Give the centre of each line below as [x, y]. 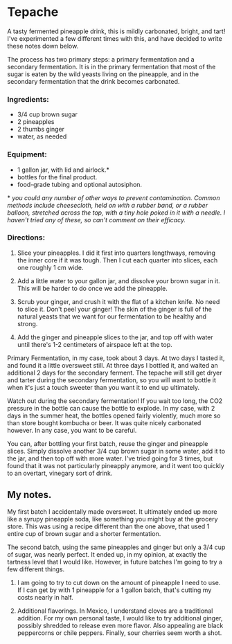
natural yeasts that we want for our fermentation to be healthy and [111, 316]
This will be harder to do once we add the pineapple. [92, 288]
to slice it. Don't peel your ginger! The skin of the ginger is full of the [115, 309]
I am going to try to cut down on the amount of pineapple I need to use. [119, 582]
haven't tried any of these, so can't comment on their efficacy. [96, 220]
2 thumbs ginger [41, 129]
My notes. [29, 495]
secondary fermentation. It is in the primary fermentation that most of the [111, 66]
